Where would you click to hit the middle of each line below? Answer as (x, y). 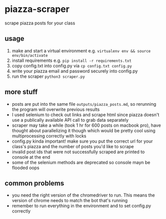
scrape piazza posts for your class (40, 23)
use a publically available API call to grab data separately (70, 120)
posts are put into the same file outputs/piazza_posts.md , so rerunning (84, 104)
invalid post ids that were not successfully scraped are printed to (78, 152)
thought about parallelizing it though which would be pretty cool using (83, 130)
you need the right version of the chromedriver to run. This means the (83, 195)
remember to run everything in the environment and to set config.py (81, 206)
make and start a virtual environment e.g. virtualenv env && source (81, 50)
